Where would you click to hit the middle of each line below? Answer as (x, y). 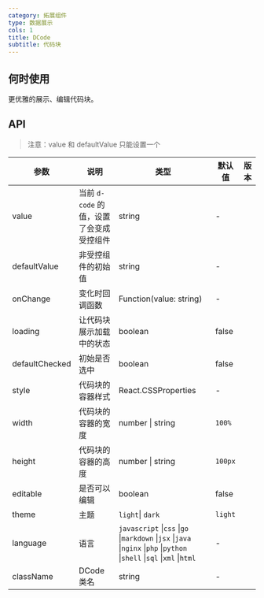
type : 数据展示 (31, 23)
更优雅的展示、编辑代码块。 (53, 98)
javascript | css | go (153, 528)
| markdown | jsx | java (155, 538)
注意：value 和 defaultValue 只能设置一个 (94, 144)
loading (26, 331)
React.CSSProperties (157, 390)
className (33, 576)
